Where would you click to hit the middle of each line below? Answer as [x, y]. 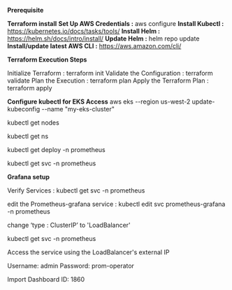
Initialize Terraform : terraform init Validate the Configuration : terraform [110, 73]
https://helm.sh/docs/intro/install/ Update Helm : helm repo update [103, 39]
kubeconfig [24, 109]
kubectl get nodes [33, 123]
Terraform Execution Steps [47, 60]
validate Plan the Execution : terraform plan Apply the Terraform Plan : [108, 81]
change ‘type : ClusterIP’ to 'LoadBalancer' [69, 225]
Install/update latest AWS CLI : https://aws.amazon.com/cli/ [94, 46]
